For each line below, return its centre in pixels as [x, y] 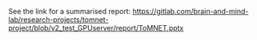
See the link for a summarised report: [70, 11]
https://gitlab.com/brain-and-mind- [191, 11]
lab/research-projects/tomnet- [59, 20]
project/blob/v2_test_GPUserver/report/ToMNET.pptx [96, 28]
